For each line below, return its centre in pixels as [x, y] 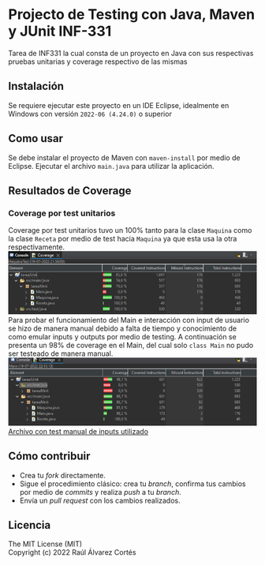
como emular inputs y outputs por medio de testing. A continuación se [122, 337]
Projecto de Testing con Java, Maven [131, 15]
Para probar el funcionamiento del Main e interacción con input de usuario [129, 320]
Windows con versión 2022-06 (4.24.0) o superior [90, 114]
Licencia [30, 525]
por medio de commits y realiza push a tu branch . [100, 492]
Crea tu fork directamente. [63, 475]
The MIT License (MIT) [45, 544]
